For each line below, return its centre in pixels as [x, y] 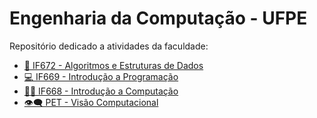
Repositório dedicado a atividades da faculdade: [109, 46]
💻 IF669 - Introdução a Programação [101, 76]
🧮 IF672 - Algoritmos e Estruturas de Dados [113, 65]
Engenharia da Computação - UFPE [158, 18]
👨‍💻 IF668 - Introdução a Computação [101, 91]
